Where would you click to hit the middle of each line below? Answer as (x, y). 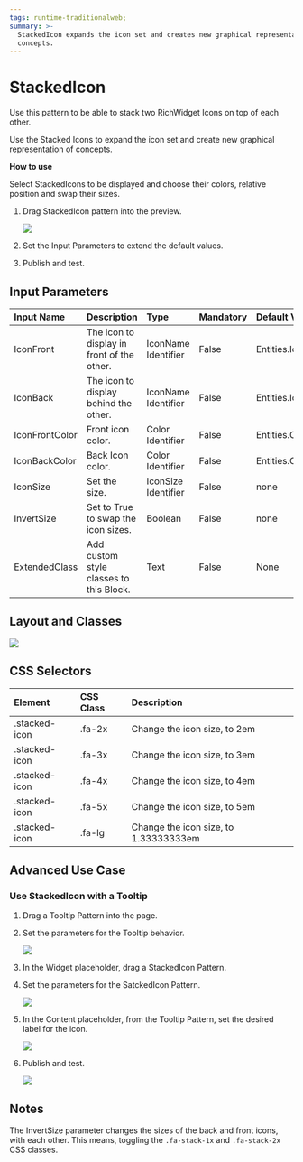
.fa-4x (94, 780)
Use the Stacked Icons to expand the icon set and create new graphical (142, 140)
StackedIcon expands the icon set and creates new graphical (135, 34)
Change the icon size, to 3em (193, 755)
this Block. (108, 590)
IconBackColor (45, 461)
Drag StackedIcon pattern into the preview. (102, 211)
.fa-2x (94, 729)
